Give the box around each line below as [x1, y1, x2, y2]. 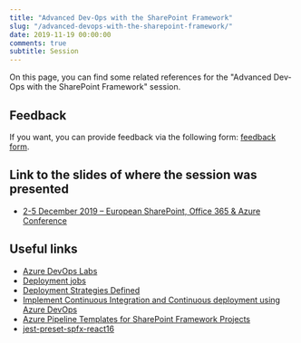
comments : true [9, 38, 67, 48]
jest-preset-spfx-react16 [22, 323, 115, 334]
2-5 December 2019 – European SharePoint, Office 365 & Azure [22, 205, 261, 216]
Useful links [9, 242, 79, 257]
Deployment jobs [22, 275, 86, 286]
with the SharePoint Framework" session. [26, 81, 181, 92]
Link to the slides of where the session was [9, 167, 257, 183]
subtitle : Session [9, 47, 79, 56]
